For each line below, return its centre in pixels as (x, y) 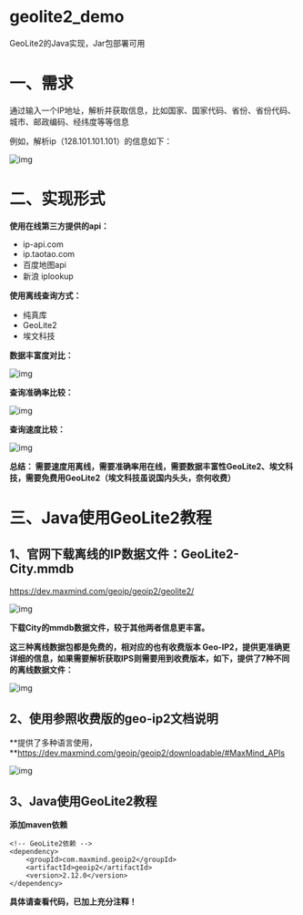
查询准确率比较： (41, 392)
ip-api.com (43, 244)
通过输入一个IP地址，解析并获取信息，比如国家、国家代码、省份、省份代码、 (152, 110)
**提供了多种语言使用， (54, 742)
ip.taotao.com (49, 253)
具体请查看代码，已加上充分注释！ (73, 902)
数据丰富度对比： (41, 355)
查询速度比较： (37, 429)
